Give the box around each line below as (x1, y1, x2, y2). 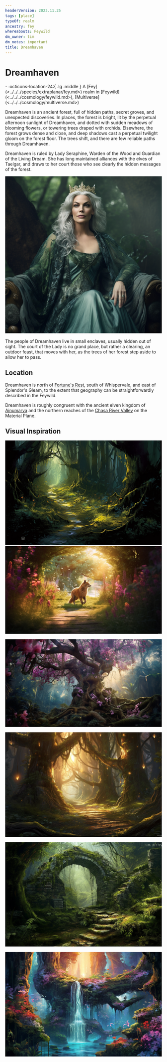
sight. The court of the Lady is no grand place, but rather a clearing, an (5, 343, 151, 349)
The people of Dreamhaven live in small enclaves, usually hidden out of (5, 338, 151, 344)
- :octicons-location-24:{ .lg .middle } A (5, 83, 86, 89)
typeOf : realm (5, 18, 35, 23)
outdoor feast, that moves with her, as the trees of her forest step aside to (5, 349, 157, 355)
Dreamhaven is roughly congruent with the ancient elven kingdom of (5, 402, 146, 408)
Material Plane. (5, 413, 36, 419)
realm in (83, 89, 100, 95)
